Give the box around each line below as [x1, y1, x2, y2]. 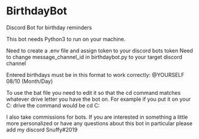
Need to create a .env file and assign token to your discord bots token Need [6, 47, 194, 54]
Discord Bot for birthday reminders [6, 24, 92, 31]
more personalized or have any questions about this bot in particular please [6, 119, 193, 126]
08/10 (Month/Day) [6, 78, 53, 85]
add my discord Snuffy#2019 [6, 126, 78, 133]
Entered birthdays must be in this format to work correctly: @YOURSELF [6, 71, 185, 78]
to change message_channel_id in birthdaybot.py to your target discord [6, 53, 183, 60]
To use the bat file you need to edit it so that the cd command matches [6, 89, 181, 96]
